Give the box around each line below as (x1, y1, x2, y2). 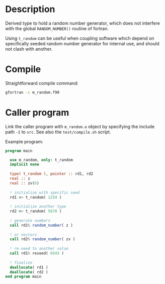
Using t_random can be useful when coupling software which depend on (5, 35, 154, 41)
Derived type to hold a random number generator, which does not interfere (5, 20, 160, 26)
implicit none (10, 162, 39, 167)
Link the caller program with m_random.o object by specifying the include (5, 123, 155, 129)
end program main (5, 274, 42, 279)
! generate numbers (10, 218, 51, 223)
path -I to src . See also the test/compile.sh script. (5, 129, 111, 135)
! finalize (10, 260, 33, 265)
